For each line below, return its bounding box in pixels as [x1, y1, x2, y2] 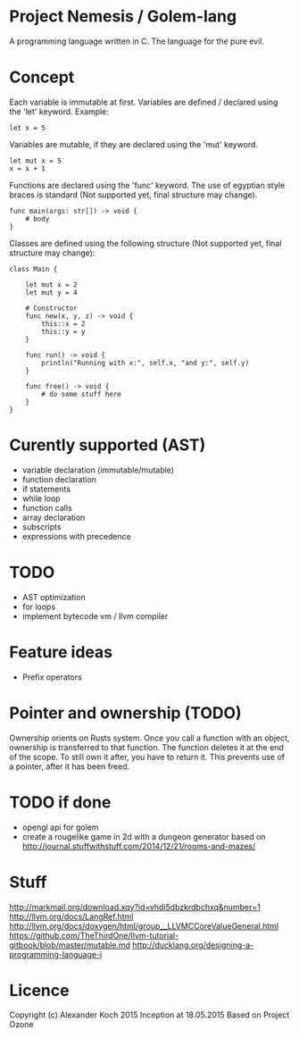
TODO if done [9, 792, 112, 812]
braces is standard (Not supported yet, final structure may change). [9, 189, 258, 200]
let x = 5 [9, 123, 46, 132]
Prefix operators [21, 672, 82, 682]
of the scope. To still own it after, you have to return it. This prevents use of [9, 751, 286, 762]
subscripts [21, 521, 62, 532]
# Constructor [25, 304, 78, 313]
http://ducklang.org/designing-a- [132, 940, 254, 950]
